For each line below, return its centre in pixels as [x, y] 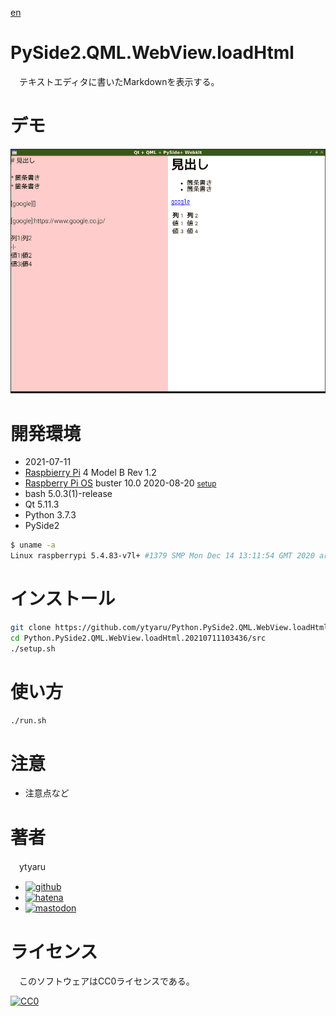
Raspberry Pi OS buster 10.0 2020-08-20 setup [120, 483]
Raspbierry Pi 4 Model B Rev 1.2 [90, 473]
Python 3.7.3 [50, 515]
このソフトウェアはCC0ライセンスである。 [106, 981]
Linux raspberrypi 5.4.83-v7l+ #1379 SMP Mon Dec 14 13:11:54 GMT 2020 [162, 556]
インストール [63, 599]
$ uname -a [33, 545]
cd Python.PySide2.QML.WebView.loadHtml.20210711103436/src [138, 638]
